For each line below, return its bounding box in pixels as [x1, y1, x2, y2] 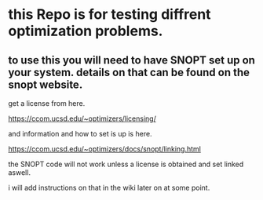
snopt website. [8, 78, 83, 91]
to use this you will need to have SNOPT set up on [8, 53, 255, 67]
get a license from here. [8, 99, 86, 107]
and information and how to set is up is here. [8, 129, 152, 138]
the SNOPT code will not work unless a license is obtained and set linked [8, 159, 244, 169]
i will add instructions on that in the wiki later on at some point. [8, 183, 210, 192]
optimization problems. [8, 22, 163, 40]
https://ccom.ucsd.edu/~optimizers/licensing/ [8, 114, 157, 123]
